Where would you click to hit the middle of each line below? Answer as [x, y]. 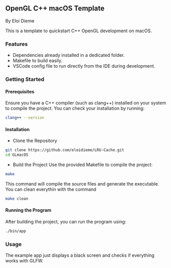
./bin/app [16, 231]
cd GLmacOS [17, 155]
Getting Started [25, 79]
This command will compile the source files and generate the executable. [82, 183]
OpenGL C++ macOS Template [55, 8]
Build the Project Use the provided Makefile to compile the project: [83, 165]
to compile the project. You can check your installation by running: [75, 108]
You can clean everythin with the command [51, 189]
